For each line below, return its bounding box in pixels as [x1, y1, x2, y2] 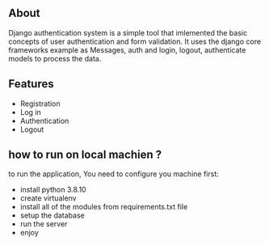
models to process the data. [8, 53, 102, 63]
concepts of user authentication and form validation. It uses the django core [8, 36, 261, 46]
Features [8, 77, 54, 91]
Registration [19, 99, 61, 108]
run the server [19, 219, 68, 229]
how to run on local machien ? [8, 148, 162, 162]
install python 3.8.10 [19, 185, 86, 195]
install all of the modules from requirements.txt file [19, 202, 188, 212]
